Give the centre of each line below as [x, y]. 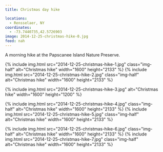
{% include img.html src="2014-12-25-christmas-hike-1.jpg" [66, 64]
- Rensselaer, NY [27, 23]
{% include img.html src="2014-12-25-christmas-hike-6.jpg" [66, 129]
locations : [16, 18]
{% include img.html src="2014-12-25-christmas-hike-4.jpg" [66, 104]
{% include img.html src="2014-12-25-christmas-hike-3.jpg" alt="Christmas [82, 89]
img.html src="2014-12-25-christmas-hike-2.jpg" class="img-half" [72, 75]
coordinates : [18, 27]
